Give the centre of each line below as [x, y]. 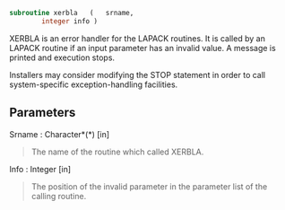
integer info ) [70, 21]
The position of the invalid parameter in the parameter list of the [149, 186]
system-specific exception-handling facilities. [94, 84]
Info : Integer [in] [40, 169]
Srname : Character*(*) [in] [60, 134]
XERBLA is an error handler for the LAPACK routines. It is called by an [138, 38]
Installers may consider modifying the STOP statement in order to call [138, 74]
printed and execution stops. [62, 57]
